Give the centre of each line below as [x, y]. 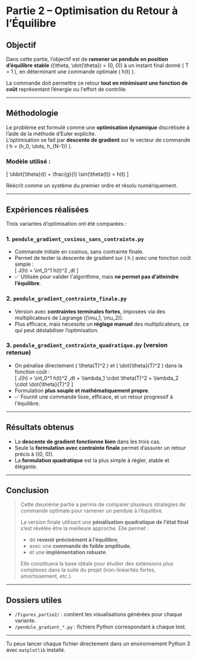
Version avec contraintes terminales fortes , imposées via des [90, 311]
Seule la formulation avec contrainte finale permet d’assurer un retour [100, 447]
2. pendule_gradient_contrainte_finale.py [67, 299]
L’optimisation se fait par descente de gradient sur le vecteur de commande [98, 140]
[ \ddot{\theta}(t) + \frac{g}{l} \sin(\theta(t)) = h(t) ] [67, 174]
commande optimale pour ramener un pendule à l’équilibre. [92, 511]
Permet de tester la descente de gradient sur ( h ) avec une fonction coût [103, 258]
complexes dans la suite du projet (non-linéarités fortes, [88, 570]
